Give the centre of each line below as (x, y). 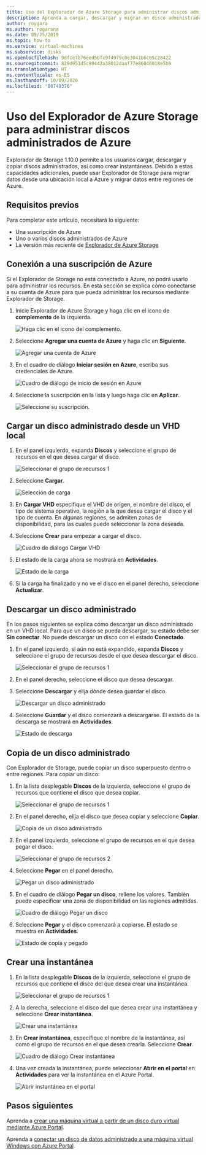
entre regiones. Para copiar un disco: (53, 774)
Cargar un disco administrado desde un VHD (93, 426)
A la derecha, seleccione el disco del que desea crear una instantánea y (106, 1007)
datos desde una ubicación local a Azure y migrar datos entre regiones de (100, 179)
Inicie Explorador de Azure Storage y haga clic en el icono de (92, 310)
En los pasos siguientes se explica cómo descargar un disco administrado (100, 624)
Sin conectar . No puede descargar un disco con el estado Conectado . (96, 637)
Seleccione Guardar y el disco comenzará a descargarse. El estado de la (107, 715)
